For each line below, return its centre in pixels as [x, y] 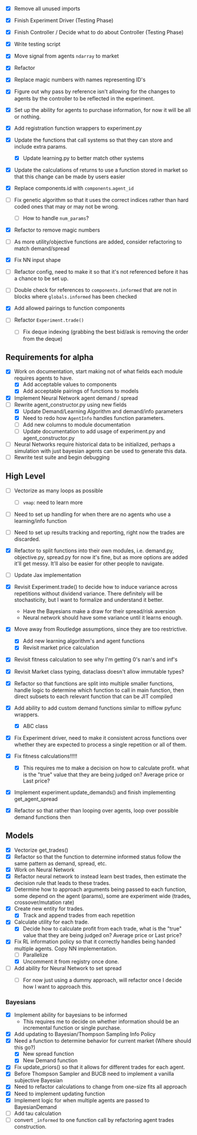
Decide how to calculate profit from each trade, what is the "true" [102, 929]
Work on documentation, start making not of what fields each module [98, 371]
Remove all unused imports [47, 9]
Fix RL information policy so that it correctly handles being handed [95, 942]
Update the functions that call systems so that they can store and [93, 140]
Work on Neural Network [44, 870]
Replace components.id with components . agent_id [74, 188]
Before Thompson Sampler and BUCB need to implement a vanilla [94, 1074]
